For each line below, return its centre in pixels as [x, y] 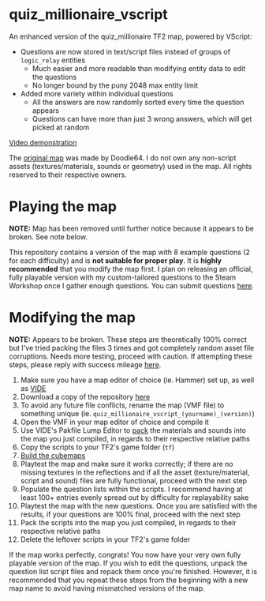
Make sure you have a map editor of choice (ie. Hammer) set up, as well [137, 380]
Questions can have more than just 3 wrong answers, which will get [142, 118]
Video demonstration [43, 142]
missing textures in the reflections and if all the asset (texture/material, [135, 472]
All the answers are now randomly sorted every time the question [138, 102]
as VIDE [33, 388]
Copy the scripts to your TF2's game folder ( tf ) [97, 447]
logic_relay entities [53, 60]
